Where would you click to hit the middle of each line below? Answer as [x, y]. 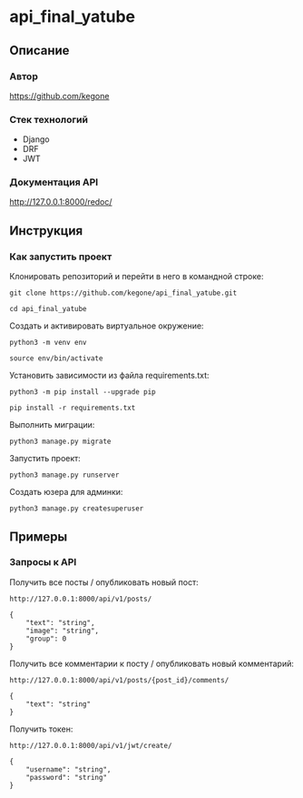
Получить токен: [41, 729]
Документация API [54, 182]
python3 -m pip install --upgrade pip [83, 392]
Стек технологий [49, 119]
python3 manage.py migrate [60, 442]
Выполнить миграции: [52, 425]
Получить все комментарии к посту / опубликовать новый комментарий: [152, 663]
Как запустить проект [61, 257]
